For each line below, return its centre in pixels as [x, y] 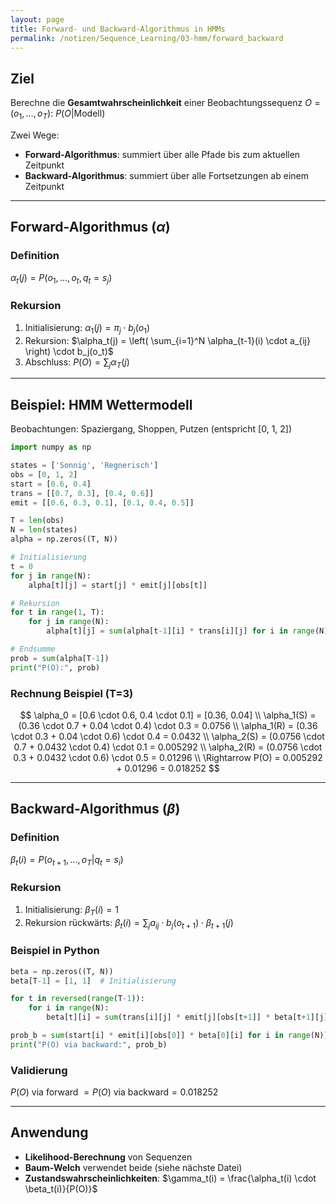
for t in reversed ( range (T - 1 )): [77, 999]
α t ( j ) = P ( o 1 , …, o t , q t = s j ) [61, 278]
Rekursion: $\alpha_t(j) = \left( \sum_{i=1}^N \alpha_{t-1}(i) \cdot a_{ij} [167, 340]
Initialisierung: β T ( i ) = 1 [71, 910]
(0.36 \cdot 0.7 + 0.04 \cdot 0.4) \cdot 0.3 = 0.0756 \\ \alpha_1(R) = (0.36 [168, 725]
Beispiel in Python [55, 951]
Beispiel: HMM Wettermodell [101, 404]
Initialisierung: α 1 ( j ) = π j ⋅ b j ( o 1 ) [87, 328]
